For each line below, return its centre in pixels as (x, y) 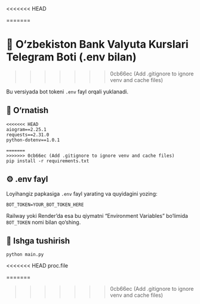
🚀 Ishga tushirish (38, 241)
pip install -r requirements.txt (48, 161)
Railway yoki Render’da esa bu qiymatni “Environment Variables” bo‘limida (97, 215)
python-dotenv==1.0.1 (33, 140)
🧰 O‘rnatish (27, 110)
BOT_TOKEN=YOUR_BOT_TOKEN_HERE (45, 205)
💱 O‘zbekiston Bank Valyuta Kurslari (98, 45)
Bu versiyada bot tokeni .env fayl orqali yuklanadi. (67, 92)
